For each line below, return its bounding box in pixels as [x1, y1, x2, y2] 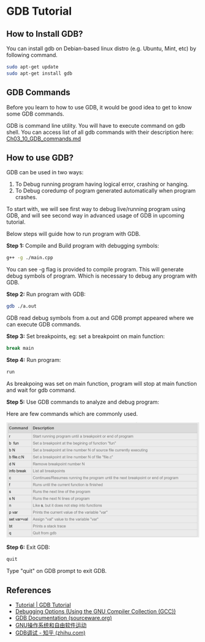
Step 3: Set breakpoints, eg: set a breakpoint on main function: [6, 333, 165, 340]
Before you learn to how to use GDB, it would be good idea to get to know [6, 103, 192, 111]
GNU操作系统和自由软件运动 [15, 622, 87, 629]
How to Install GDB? [6, 29, 84, 39]
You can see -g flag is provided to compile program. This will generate [6, 266, 184, 273]
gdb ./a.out [6, 303, 37, 309]
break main [6, 345, 34, 352]
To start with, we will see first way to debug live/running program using [6, 205, 185, 213]
